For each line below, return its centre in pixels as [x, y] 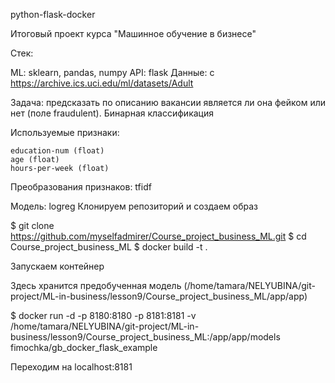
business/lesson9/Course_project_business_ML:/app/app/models [145, 337]
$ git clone [32, 225]
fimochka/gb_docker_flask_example [84, 347]
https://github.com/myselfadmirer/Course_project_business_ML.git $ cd [158, 236]
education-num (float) [57, 151]
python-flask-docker [53, 14]
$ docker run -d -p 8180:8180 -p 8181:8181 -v [103, 315]
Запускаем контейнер [57, 266]
